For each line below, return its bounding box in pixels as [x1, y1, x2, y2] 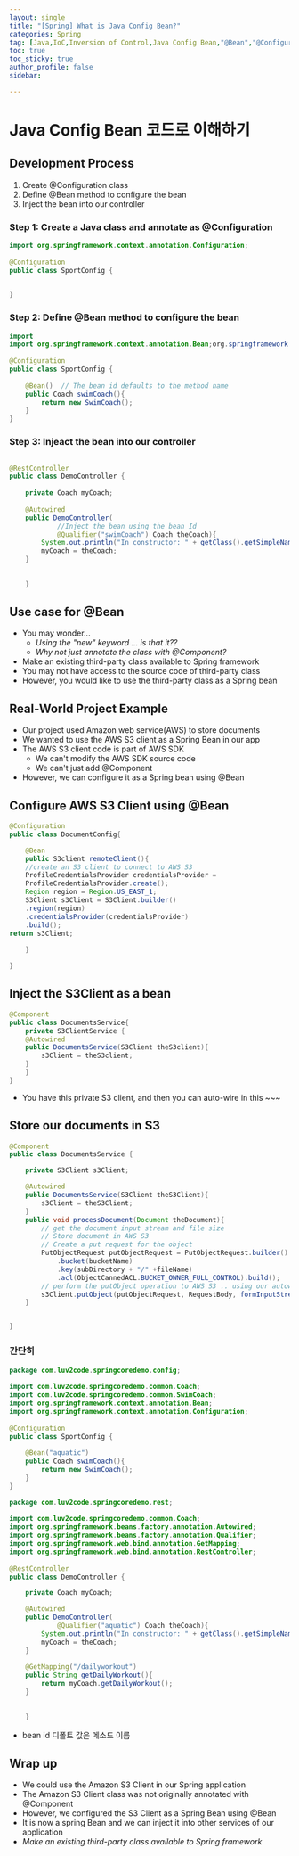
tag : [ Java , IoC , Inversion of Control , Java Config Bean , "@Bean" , [9, 37, 253, 47]
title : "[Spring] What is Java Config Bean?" [9, 21, 181, 30]
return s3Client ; [9, 929, 74, 938]
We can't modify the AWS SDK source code [35, 753, 196, 764]
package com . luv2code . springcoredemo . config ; [9, 1366, 181, 1375]
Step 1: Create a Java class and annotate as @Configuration [9, 220, 273, 233]
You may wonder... [21, 628, 91, 638]
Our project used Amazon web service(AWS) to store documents [21, 725, 261, 735]
